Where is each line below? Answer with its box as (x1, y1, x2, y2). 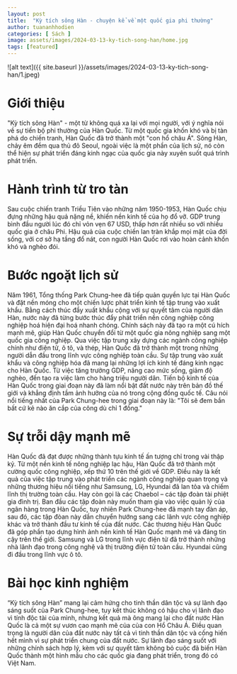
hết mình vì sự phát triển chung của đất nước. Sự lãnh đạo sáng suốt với (7, 636, 217, 644)
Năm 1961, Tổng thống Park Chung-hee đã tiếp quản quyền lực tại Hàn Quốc (7, 290, 231, 299)
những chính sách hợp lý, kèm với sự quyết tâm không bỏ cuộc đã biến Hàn (7, 643, 228, 652)
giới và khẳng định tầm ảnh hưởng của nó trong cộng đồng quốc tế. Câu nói (7, 388, 229, 397)
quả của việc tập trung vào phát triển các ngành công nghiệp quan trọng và (7, 475, 228, 483)
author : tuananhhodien (7, 23, 74, 31)
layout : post (7, 10, 46, 18)
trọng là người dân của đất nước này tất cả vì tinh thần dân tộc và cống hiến (7, 629, 228, 637)
